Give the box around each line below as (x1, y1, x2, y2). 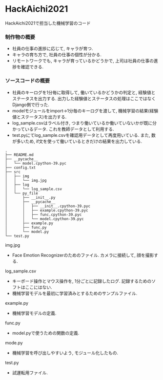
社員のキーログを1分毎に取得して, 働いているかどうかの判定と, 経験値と (12, 89, 156, 95)
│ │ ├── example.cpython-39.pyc (5, 208, 89, 213)
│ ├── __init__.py (5, 195, 56, 200)
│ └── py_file (5, 190, 38, 196)
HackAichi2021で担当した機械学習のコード (5, 20, 91, 26)
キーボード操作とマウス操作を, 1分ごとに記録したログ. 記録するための (12, 278, 152, 284)
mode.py (5, 339, 23, 345)
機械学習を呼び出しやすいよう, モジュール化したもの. (12, 350, 119, 356)
